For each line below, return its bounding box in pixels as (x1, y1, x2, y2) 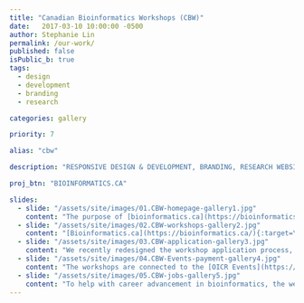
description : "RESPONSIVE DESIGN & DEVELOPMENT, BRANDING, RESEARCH (9, 163, 273, 172)
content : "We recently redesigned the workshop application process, (25, 246, 294, 255)
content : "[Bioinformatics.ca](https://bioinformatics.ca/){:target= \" (25, 229, 301, 238)
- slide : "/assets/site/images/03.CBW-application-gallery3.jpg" (17, 237, 270, 247)
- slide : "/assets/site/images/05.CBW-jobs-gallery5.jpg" (17, 270, 242, 280)
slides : (9, 195, 39, 204)
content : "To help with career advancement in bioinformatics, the (25, 279, 285, 289)
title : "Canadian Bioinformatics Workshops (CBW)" (9, 13, 204, 23)
